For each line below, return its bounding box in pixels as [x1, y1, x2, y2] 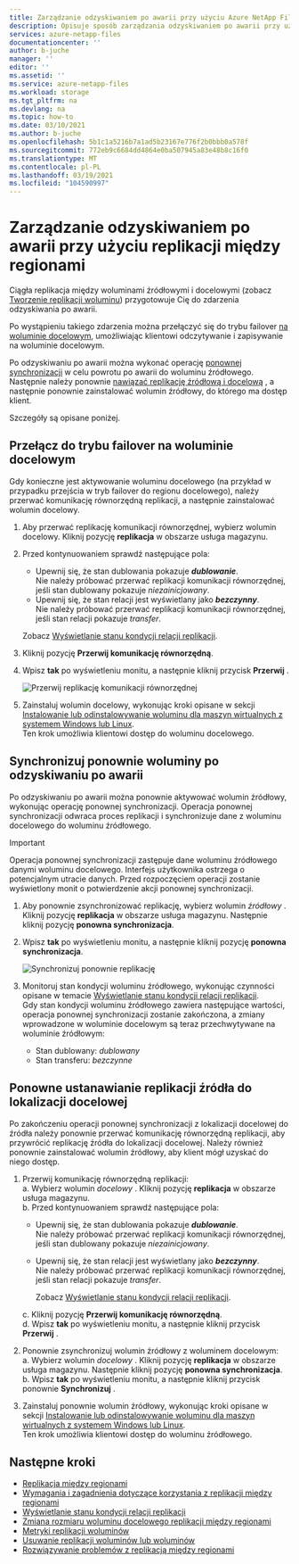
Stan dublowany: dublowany [35, 1045, 141, 1055]
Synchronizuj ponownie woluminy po [9, 754, 220, 769]
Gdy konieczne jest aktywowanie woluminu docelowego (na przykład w [9, 476, 271, 486]
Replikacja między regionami [21, 1478, 128, 1489]
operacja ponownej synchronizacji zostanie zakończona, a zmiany [21, 1009, 265, 1020]
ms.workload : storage [9, 87, 90, 96]
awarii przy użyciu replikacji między [9, 236, 281, 257]
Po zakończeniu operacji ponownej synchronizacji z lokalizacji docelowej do [9, 1118, 289, 1129]
